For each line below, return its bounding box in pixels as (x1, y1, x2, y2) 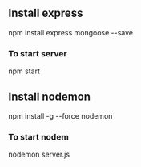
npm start (8, 66, 41, 76)
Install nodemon (8, 90, 91, 103)
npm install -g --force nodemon (8, 111, 113, 120)
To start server (8, 48, 67, 59)
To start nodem (8, 131, 70, 142)
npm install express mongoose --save (8, 27, 134, 37)
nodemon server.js (8, 149, 70, 160)
